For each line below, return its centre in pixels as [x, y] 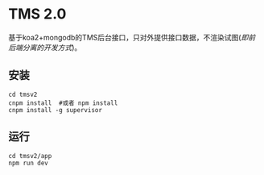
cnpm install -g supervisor [56, 110]
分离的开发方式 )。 [52, 47]
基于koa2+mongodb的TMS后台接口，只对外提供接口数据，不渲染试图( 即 [128, 37]
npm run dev [28, 163]
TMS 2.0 [37, 14]
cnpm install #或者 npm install [63, 103]
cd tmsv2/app [30, 156]
